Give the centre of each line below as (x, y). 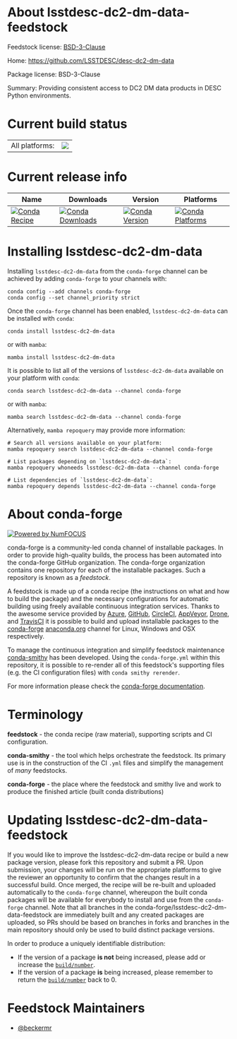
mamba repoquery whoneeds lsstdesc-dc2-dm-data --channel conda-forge (113, 468)
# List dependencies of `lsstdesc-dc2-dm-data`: (80, 480)
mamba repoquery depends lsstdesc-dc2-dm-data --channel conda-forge (112, 486)
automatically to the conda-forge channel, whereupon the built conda (108, 892)
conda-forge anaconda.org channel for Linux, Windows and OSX (102, 629)
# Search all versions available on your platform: (85, 443)
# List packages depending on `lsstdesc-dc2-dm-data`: (90, 461)
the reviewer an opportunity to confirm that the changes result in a (104, 877)
